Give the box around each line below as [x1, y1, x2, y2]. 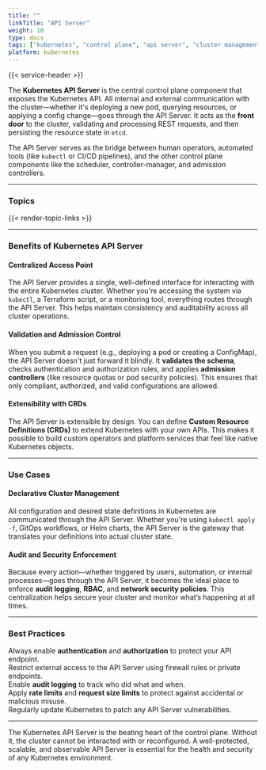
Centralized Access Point [8, 260, 93, 269]
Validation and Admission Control [8, 330, 121, 339]
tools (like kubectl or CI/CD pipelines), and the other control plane [8, 151, 223, 161]
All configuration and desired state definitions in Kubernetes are [8, 506, 216, 516]
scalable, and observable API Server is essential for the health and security [8, 745, 253, 754]
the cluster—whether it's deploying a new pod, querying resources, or [8, 102, 237, 112]
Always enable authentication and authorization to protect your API [8, 646, 232, 656]
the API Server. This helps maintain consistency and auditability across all [8, 303, 249, 313]
